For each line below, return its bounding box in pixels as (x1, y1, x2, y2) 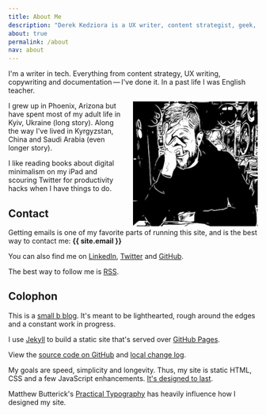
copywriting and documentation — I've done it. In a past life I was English (8, 78, 246, 87)
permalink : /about (8, 38, 69, 46)
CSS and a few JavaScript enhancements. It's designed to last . (8, 373, 214, 383)
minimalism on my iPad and (8, 167, 97, 177)
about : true (8, 29, 47, 37)
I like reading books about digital (8, 158, 115, 168)
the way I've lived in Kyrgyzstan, (8, 127, 114, 136)
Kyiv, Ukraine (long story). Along (8, 118, 114, 128)
